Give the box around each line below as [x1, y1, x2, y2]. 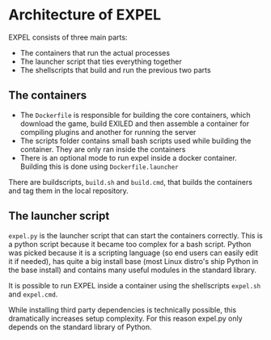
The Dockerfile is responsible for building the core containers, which [19, 110, 251, 120]
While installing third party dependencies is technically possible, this [8, 304, 237, 314]
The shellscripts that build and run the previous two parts [19, 65, 212, 74]
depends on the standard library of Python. [8, 321, 152, 332]
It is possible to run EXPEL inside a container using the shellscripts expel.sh [8, 280, 261, 290]
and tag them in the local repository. [8, 186, 129, 195]
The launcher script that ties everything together [19, 57, 182, 66]
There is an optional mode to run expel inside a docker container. [19, 153, 237, 162]
